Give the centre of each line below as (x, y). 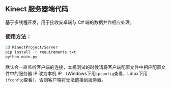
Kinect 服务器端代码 (37, 9)
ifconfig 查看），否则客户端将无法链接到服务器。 (56, 79)
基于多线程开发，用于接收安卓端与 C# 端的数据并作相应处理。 (70, 22)
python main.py (21, 57)
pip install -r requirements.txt (41, 52)
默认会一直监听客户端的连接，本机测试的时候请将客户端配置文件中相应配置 (83, 67)
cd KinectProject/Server (32, 48)
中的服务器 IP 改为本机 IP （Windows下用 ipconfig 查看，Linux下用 (78, 73)
